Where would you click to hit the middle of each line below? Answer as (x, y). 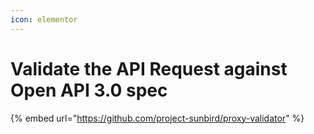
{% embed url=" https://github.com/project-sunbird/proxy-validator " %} (157, 118)
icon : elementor (44, 19)
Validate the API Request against (149, 68)
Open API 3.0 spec (89, 90)
